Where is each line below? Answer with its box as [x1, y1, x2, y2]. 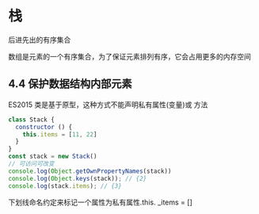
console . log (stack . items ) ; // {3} [8, 182, 123, 190]
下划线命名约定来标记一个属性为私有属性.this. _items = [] [8, 197, 192, 207]
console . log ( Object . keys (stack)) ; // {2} [8, 174, 147, 182]
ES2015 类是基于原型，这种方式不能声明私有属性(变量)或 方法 [8, 100, 208, 109]
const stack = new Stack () [8, 152, 97, 161]
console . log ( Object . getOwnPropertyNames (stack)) [8, 167, 172, 175]
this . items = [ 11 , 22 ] [22, 130, 97, 139]
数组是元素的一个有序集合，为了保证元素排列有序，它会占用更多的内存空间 [8, 52, 251, 61]
